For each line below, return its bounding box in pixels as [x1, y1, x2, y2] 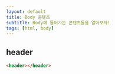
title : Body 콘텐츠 [6, 14, 50, 20]
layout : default [6, 8, 46, 15]
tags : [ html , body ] [6, 25, 54, 31]
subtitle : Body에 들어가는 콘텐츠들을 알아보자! [6, 20, 111, 25]
